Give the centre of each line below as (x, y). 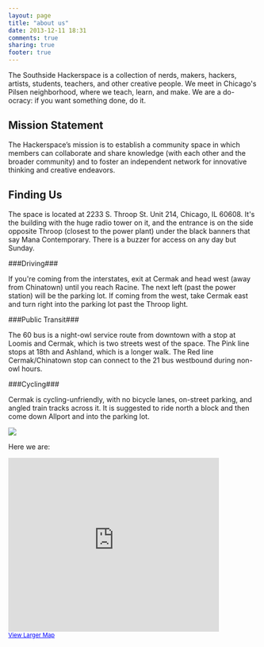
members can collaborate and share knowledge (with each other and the (127, 153)
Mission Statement (56, 125)
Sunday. (22, 248)
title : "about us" (38, 23)
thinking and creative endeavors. (62, 170)
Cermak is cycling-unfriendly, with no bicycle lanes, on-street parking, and (130, 399)
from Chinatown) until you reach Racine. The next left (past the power (122, 287)
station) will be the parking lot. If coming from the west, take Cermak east (128, 296)
